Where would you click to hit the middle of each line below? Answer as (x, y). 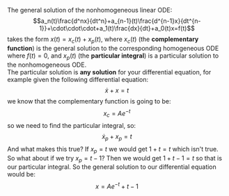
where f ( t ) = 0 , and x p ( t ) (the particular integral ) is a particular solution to (113, 56)
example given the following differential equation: (78, 79)
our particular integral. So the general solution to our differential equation (112, 167)
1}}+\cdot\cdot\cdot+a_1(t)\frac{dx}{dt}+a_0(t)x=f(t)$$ (117, 28)
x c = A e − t (117, 113)
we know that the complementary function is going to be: (89, 101)
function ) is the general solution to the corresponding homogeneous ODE (113, 48)
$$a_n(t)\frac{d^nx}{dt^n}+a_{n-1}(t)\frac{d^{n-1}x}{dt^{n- (117, 21)
